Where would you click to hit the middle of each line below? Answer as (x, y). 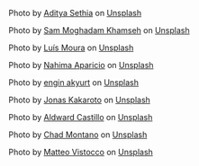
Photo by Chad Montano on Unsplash (78, 135)
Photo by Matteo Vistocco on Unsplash (81, 152)
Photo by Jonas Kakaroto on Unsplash (79, 100)
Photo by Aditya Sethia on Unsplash (75, 13)
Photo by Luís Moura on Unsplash (71, 48)
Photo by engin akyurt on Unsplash (74, 83)
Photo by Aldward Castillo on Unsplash (81, 117)
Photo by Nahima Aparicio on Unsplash (81, 65)
